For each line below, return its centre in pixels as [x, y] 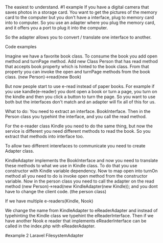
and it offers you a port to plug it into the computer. [57, 28]
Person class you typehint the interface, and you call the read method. [76, 116]
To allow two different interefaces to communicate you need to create [75, 146]
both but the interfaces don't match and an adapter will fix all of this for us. [80, 102]
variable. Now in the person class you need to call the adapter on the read [80, 181]
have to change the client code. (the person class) [56, 192]
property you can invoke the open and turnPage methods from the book [78, 72]
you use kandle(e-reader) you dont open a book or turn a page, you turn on [81, 91]
